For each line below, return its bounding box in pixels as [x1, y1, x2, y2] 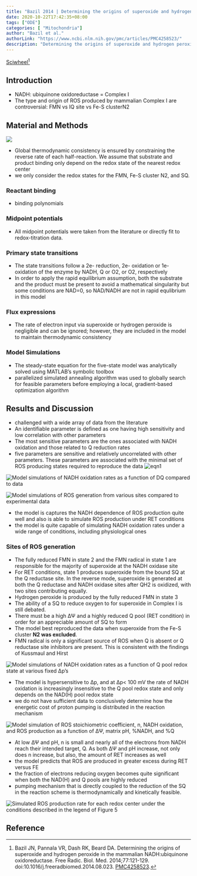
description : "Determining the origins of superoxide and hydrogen [6, 42, 175, 48]
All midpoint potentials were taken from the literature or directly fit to [14, 228, 180, 235]
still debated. [14, 606, 46, 613]
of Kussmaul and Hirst [14, 650, 69, 657]
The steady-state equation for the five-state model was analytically [14, 361, 177, 368]
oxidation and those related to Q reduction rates [14, 444, 131, 451]
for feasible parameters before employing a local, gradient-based [14, 380, 173, 387]
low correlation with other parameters [14, 432, 106, 439]
